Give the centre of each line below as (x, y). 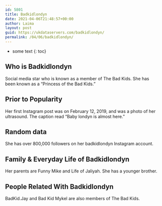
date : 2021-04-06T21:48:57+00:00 (39, 19)
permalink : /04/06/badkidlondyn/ (39, 37)
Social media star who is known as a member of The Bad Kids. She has (77, 78)
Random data (26, 132)
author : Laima (20, 23)
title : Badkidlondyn (26, 14)
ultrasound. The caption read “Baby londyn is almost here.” (65, 116)
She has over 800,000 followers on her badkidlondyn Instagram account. (79, 144)
